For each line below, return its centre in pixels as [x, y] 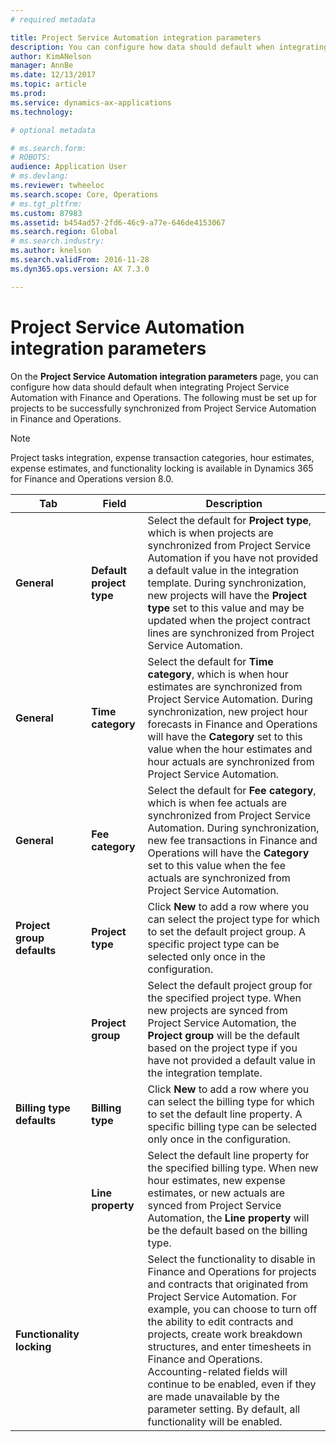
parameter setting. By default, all [224, 1409]
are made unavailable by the [213, 1396]
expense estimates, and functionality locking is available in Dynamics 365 [162, 468]
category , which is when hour [218, 674]
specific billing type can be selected [232, 1126]
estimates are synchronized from [225, 686]
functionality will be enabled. [215, 1421]
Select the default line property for [228, 1155]
